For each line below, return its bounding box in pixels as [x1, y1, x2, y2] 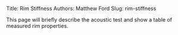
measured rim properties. [6, 23, 68, 29]
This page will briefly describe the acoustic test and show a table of [6, 16, 173, 23]
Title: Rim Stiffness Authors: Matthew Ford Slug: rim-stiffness [6, 5, 157, 12]
